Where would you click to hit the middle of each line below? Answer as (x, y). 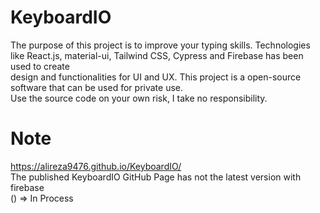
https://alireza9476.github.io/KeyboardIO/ (96, 166)
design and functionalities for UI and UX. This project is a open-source (156, 77)
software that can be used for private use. (96, 87)
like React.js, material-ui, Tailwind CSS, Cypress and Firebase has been (157, 55)
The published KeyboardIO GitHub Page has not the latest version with (156, 177)
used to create (40, 66)
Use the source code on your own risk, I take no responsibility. (139, 98)
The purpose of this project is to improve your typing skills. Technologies (160, 45)
